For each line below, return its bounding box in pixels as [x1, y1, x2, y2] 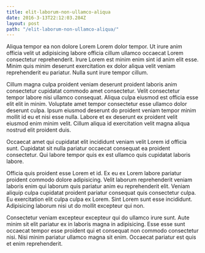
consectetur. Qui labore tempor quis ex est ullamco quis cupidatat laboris [6, 151, 191, 159]
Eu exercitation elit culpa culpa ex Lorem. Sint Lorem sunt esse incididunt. [6, 195, 193, 203]
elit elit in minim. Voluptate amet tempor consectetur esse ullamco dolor [6, 100, 188, 108]
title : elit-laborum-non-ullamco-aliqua [6, 9, 111, 15]
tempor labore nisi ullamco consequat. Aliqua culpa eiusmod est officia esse [6, 94, 199, 101]
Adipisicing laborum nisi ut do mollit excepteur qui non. [6, 202, 145, 210]
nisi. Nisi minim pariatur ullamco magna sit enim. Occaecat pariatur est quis [6, 233, 196, 241]
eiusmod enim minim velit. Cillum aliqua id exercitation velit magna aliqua [6, 120, 190, 127]
